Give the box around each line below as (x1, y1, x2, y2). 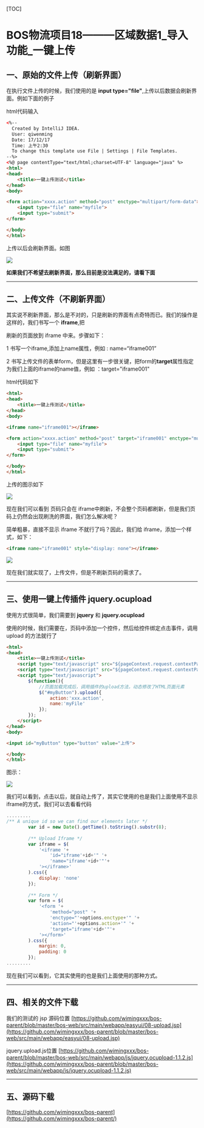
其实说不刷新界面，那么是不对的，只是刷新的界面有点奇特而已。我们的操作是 (6, 311, 198, 319)
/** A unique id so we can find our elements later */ (6, 818, 148, 825)
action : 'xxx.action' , (49, 695, 104, 701)
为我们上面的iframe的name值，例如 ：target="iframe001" (6, 365, 150, 373)
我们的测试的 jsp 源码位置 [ (6, 1015, 74, 1022)
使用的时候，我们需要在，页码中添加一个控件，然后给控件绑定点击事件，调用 (6, 624, 198, 632)
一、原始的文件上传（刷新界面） (6, 70, 126, 80)
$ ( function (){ (28, 678, 64, 684)
